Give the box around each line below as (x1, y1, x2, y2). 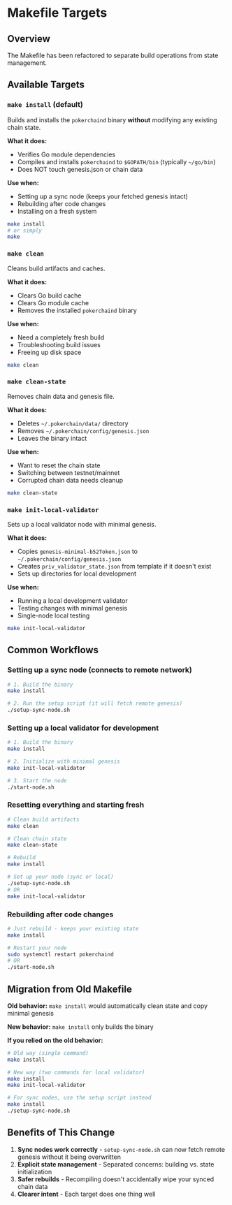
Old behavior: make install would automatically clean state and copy (7, 1001, 208, 1010)
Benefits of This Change (7, 1127, 115, 1139)
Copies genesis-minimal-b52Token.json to (17, 547, 138, 555)
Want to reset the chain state (17, 461, 101, 469)
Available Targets (7, 79, 85, 91)
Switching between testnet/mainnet (17, 468, 120, 476)
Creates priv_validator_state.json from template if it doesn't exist (17, 562, 212, 570)
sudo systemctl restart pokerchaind (7, 951, 114, 958)
